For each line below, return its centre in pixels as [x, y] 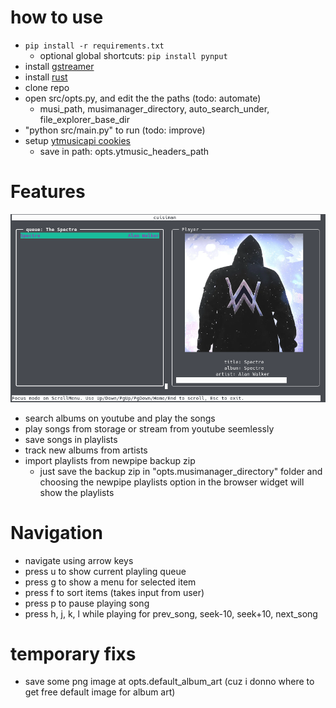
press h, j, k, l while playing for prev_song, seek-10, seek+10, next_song [171, 613]
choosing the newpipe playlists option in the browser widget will [172, 482]
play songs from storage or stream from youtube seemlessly [149, 428]
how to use [57, 17]
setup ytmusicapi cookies [78, 140]
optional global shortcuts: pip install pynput [133, 55]
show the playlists [77, 492]
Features [48, 192]
